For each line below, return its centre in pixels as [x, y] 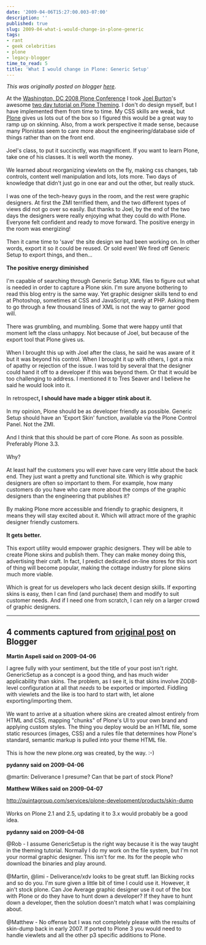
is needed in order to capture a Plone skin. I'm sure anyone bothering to [97, 287]
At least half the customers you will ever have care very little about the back [102, 470]
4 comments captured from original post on [91, 632]
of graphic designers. [33, 607]
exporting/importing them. [40, 701]
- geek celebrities [31, 47]
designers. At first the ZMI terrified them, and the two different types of [96, 202]
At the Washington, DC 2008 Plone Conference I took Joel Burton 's [91, 98]
